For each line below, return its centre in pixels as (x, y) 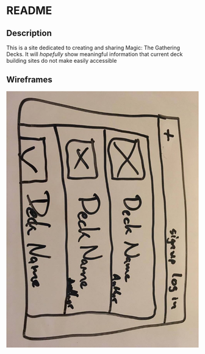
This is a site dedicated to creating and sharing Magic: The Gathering (93, 48)
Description (29, 33)
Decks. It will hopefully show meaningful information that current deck (95, 54)
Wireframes (30, 80)
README (29, 11)
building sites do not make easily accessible (62, 61)
